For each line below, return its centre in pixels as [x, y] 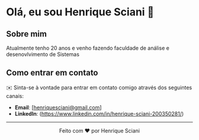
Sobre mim [27, 34]
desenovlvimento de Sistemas [43, 54]
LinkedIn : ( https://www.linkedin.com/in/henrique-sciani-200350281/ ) [99, 113]
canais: [15, 96]
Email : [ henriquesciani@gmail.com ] [58, 107]
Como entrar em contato [52, 73]
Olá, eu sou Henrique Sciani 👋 [80, 12]
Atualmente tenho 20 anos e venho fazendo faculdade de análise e [88, 48]
